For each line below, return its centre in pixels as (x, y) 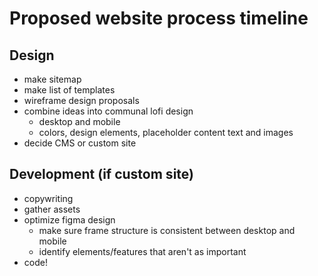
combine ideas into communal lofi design (108, 111)
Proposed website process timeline (159, 18)
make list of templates (69, 90)
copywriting (48, 198)
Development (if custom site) (101, 174)
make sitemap (52, 79)
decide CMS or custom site (80, 143)
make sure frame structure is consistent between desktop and (167, 230)
